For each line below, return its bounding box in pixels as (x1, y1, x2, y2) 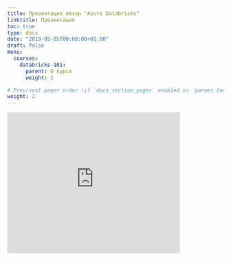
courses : (13, 55, 38, 62)
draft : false (7, 42, 45, 49)
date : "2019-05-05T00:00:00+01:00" (7, 36, 109, 43)
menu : (7, 49, 23, 56)
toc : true (7, 23, 36, 30)
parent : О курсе (25, 68, 72, 74)
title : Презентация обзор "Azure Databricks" (7, 10, 140, 17)
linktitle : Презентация (7, 17, 76, 23)
